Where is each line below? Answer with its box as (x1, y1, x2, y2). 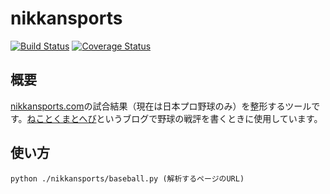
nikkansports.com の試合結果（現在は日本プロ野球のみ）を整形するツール (10, 100, 312, 112)
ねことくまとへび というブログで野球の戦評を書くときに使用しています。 (26, 112, 323, 124)
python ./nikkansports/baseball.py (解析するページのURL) (10, 173, 245, 184)
